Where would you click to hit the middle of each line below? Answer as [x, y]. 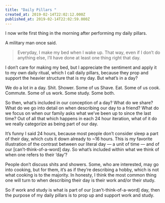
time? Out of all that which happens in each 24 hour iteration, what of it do [81, 119]
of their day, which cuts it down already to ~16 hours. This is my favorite [79, 139]
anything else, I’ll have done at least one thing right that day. [79, 58]
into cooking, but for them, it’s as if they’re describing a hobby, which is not [82, 170]
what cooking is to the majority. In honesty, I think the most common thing [81, 175]
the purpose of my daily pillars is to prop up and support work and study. [80, 196]
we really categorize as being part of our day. [52, 124]
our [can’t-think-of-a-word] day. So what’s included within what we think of [82, 150]
